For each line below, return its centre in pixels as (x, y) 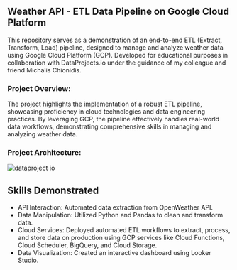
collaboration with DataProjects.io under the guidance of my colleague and (117, 63)
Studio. (28, 260)
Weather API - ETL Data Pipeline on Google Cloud (118, 12)
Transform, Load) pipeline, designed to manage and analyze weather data (115, 47)
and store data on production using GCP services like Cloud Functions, (121, 238)
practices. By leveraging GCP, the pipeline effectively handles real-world (114, 119)
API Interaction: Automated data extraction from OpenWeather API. (115, 207)
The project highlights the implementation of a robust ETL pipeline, (105, 104)
